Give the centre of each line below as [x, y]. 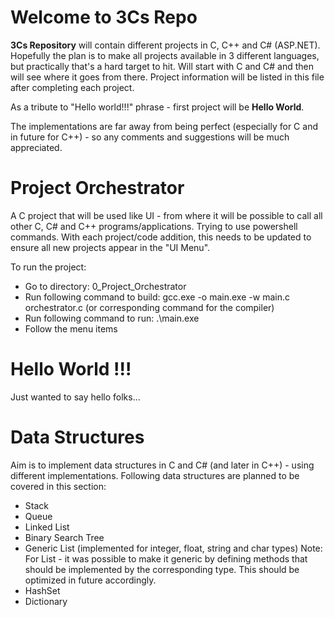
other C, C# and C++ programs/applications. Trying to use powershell [154, 226]
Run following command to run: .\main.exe [112, 318]
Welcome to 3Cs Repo [104, 17]
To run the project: [48, 267]
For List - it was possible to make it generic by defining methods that [166, 558]
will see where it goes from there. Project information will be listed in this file [167, 77]
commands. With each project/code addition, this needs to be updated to [161, 237]
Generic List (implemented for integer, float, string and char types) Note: [173, 548]
